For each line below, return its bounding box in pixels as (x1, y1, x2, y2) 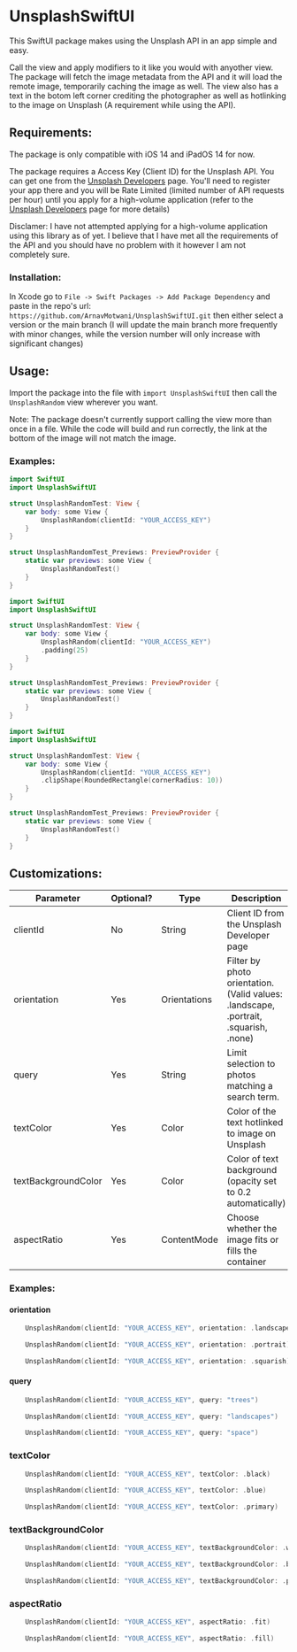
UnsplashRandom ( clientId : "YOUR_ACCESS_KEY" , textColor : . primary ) (25, 1502, 278, 1511)
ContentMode (160, 1233, 218, 1246)
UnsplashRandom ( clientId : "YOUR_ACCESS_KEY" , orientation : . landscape (25, 1324, 291, 1333)
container (226, 1255, 267, 1268)
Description (231, 892, 282, 905)
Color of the (226, 1105, 277, 1117)
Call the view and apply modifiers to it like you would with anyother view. (9, 62, 274, 73)
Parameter (34, 892, 81, 905)
